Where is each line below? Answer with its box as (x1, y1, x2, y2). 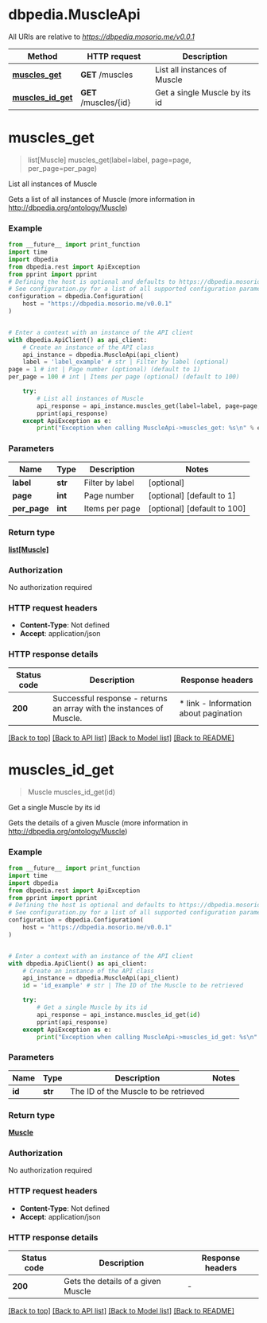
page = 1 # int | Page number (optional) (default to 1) (8, 366, 201, 374)
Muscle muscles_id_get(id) (27, 787, 116, 797)
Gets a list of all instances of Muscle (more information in (8, 194, 195, 204)
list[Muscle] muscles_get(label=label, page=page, (27, 155, 192, 165)
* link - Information (179, 697, 252, 708)
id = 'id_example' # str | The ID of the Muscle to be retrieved (22, 982, 244, 990)
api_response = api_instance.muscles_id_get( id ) (37, 1011, 201, 1018)
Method (27, 50, 58, 61)
